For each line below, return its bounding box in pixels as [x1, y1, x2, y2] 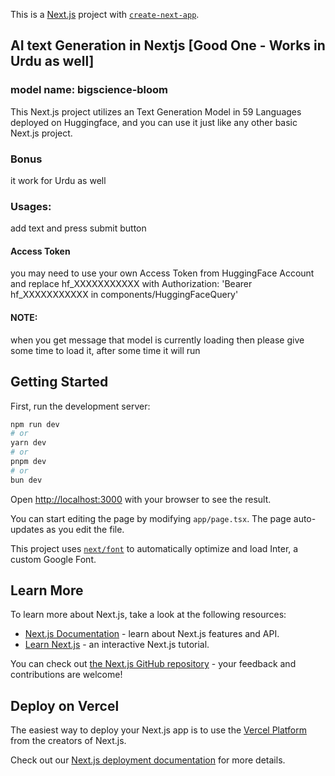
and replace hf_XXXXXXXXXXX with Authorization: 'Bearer [10, 278, 253, 290]
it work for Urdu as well [10, 174, 107, 186]
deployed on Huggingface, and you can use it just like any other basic [10, 116, 298, 128]
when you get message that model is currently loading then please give [10, 334, 305, 346]
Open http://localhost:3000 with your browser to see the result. [10, 493, 272, 505]
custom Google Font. [10, 553, 97, 565]
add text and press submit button [10, 222, 147, 234]
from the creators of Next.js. [10, 735, 127, 747]
